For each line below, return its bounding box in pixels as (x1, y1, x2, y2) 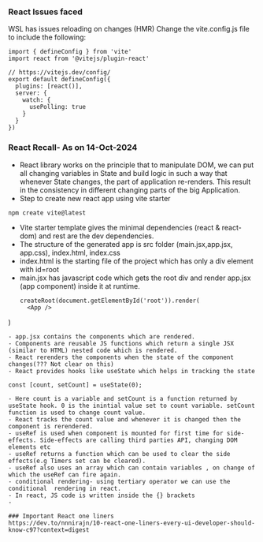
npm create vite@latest (8, 208, 87, 217)
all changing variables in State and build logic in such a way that (19, 168, 228, 178)
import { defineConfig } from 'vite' (8, 48, 132, 56)
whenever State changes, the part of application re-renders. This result (19, 177, 251, 186)
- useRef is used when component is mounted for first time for (8, 429, 224, 437)
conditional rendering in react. (8, 484, 122, 492)
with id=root (19, 264, 60, 274)
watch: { (22, 96, 51, 104)
